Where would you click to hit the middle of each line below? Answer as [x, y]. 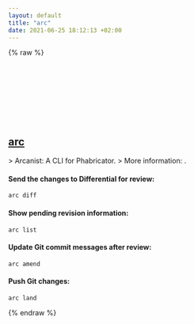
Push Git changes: [39, 281]
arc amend [25, 264]
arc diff [23, 196]
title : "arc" [30, 23]
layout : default [35, 15]
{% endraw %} [32, 313]
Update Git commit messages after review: [80, 247]
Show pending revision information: [68, 213]
